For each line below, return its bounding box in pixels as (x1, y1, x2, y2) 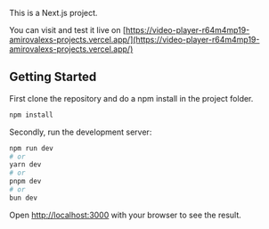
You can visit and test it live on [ (9, 25, 126, 35)
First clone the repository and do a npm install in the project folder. (9, 93, 254, 103)
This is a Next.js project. (9, 8, 98, 18)
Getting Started (9, 70, 97, 85)
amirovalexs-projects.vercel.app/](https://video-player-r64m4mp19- (9, 35, 260, 45)
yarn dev (9, 160, 42, 169)
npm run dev (9, 143, 53, 152)
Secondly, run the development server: (9, 127, 152, 137)
